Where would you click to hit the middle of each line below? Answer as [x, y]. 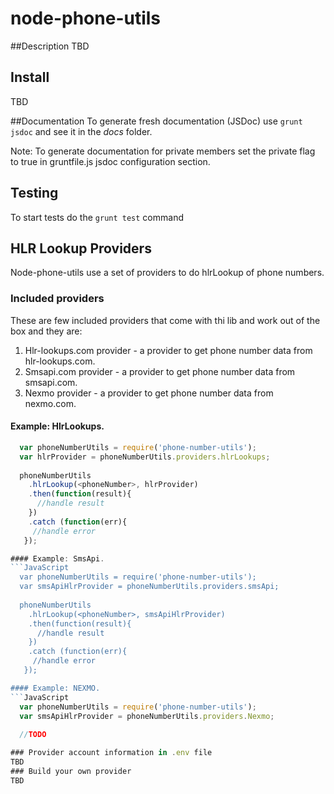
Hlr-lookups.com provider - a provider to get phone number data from [168, 350]
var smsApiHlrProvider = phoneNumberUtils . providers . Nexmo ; [147, 716]
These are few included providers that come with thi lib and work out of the [165, 320]
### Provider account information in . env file [111, 753]
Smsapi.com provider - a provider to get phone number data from [160, 371]
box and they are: [46, 331]
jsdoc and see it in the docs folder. [81, 131]
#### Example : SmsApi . [57, 558]
